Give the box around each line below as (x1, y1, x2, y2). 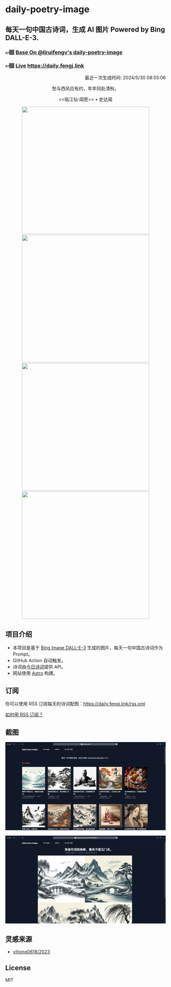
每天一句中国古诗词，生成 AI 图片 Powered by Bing (5, 25, 165, 34)
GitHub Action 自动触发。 (12, 657, 66, 663)
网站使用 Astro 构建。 (12, 670, 58, 676)
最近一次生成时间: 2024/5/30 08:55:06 (84, 74, 166, 80)
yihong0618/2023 (12, 949, 50, 955)
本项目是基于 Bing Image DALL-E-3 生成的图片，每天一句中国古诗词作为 (12, 644, 163, 650)
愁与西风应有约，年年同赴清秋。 (52, 85, 119, 91)
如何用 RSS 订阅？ (5, 711, 43, 718)
